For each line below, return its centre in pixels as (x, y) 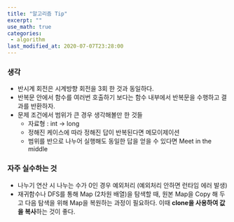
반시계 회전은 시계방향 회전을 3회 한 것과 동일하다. (85, 89)
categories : (25, 33)
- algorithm (28, 40)
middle (37, 149)
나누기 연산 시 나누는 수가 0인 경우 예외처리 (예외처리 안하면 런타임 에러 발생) (122, 185)
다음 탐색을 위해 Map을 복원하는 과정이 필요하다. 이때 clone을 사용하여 (122, 202)
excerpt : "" (25, 20)
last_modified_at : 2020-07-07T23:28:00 (66, 46)
